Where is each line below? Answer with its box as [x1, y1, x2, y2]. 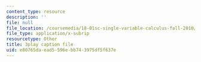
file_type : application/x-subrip [6, 31, 90, 37]
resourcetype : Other [6, 36, 58, 42]
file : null [6, 19, 33, 25]
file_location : [6, 25, 44, 31]
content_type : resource [6, 8, 66, 15]
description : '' [6, 14, 47, 20]
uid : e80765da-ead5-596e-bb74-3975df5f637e [6, 47, 117, 53]
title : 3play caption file [6, 42, 74, 48]
